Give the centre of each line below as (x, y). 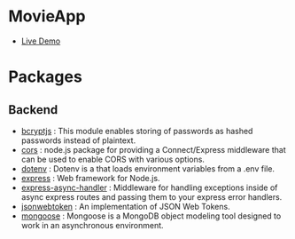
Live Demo (41, 41)
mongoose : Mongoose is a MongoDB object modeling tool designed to (151, 216)
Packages (46, 77)
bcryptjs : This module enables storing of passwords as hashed (137, 131)
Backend (33, 110)
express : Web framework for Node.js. (90, 178)
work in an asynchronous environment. (93, 225)
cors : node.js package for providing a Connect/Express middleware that (153, 149)
